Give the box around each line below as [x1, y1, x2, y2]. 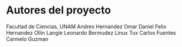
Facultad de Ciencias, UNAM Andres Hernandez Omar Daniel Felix [6, 23, 167, 30]
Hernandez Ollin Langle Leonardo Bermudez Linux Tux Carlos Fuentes [6, 29, 176, 36]
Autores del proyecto [6, 4, 112, 17]
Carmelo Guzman [6, 35, 49, 42]
